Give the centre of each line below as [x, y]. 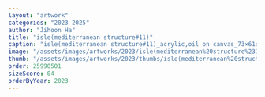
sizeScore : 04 [32, 74]
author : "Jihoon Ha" [42, 30]
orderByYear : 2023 [38, 81]
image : [19, 52]
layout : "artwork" [38, 15]
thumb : [19, 59]
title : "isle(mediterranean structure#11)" [81, 37]
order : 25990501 [35, 66]
